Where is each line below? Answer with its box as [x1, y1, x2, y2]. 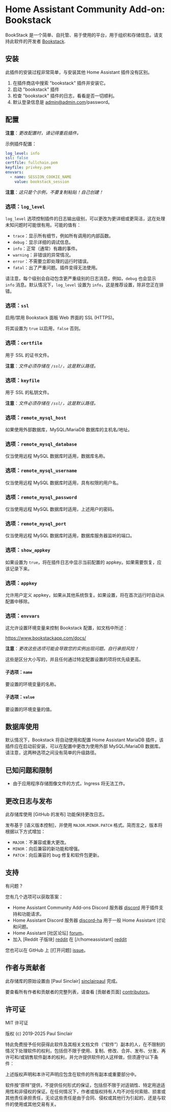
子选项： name [5, 669, 33, 675]
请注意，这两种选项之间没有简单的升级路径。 [5, 749, 99, 756]
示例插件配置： [5, 141, 37, 147]
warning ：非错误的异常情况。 [12, 252, 74, 258]
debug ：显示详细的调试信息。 [12, 239, 74, 245]
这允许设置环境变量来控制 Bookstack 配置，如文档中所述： [5, 625, 128, 631]
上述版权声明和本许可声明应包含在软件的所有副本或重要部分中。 [5, 1071, 139, 1077]
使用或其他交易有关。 [14, 1101, 59, 1107]
